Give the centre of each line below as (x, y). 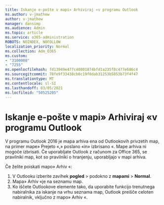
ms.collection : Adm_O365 (31, 51)
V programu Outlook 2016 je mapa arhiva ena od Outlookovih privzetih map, (82, 141)
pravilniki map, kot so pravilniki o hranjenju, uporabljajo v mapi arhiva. (76, 157)
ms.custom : (16, 56)
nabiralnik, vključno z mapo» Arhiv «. (50, 197)
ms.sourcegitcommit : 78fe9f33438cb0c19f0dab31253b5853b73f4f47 (72, 74)
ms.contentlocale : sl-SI (31, 83)
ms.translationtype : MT (30, 79)
